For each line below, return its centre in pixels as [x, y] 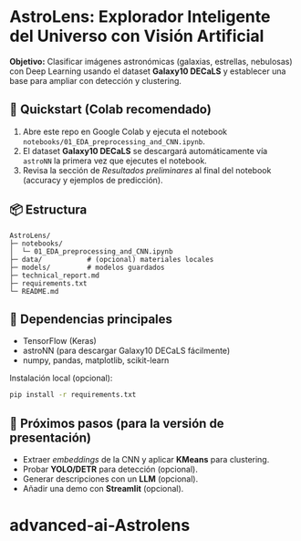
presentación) [51, 437]
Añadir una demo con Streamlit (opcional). [103, 489]
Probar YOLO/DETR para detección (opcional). [110, 469]
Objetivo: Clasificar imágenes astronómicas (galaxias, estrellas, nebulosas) [151, 61]
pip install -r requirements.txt [73, 395]
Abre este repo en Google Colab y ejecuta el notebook [125, 131]
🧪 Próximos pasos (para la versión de [117, 423]
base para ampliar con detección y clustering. [96, 80]
